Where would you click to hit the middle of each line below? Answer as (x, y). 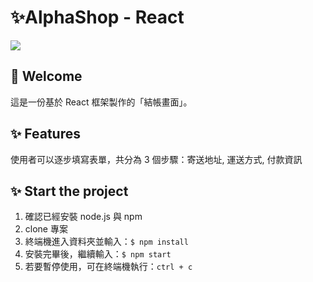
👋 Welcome (46, 76)
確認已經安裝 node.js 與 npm (83, 217)
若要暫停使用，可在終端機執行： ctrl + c (108, 267)
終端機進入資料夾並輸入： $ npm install (106, 242)
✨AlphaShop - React (97, 17)
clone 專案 (46, 229)
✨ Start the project (69, 191)
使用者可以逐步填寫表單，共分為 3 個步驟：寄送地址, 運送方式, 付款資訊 (156, 159)
